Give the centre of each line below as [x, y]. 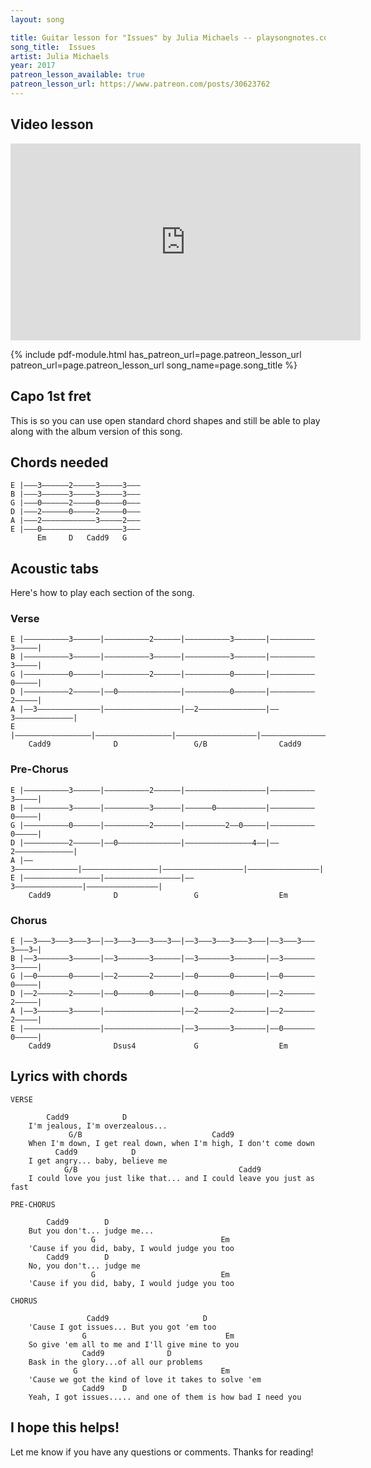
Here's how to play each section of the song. [102, 593]
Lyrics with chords [69, 1076]
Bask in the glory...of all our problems [115, 1362]
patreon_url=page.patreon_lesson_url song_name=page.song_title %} [154, 365]
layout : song [37, 19]
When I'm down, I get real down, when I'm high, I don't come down [171, 1143]
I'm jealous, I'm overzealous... [98, 1126]
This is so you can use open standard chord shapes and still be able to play [165, 420]
